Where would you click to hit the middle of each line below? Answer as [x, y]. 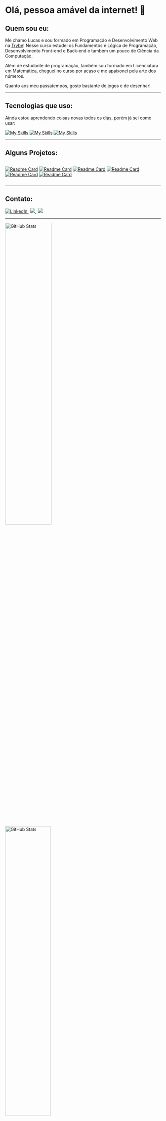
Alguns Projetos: [31, 153]
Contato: [19, 199]
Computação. [19, 56]
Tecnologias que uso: [39, 106]
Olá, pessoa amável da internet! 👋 [75, 10]
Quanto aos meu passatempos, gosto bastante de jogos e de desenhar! [78, 86]
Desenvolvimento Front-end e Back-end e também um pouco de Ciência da [82, 51]
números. [15, 76]
